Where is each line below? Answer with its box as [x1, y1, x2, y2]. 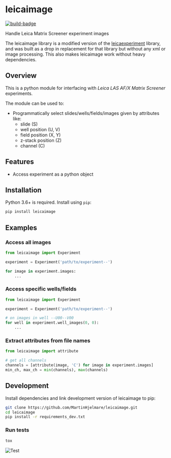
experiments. [5, 90, 33, 97]
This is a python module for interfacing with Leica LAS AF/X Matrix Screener [5, 85, 165, 91]
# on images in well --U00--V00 [5, 316, 74, 321]
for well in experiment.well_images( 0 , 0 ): [5, 320, 99, 325]
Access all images [5, 238, 51, 246]
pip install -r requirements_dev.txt [5, 415, 85, 420]
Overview [5, 71, 37, 80]
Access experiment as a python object [12, 171, 94, 177]
